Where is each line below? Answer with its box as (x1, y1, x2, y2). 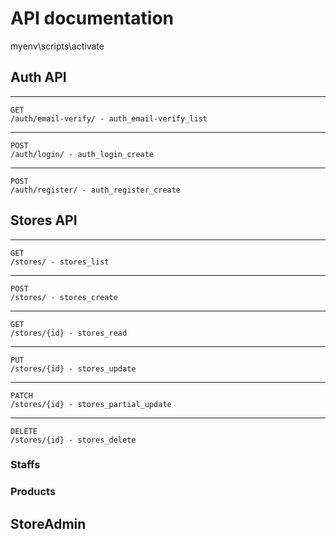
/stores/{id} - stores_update (10, 363, 137, 374)
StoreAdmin (10, 515, 87, 532)
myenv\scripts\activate (10, 40, 105, 52)
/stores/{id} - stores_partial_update (10, 399, 172, 409)
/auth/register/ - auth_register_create (10, 185, 182, 195)
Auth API (10, 69, 67, 86)
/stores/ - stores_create (10, 292, 118, 302)
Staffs (10, 458, 41, 472)
